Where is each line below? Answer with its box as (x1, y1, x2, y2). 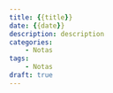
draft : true (9, 71, 53, 80)
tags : (9, 54, 29, 63)
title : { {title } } (9, 12, 73, 22)
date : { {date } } (9, 21, 65, 30)
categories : (9, 37, 53, 47)
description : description (9, 29, 104, 38)
